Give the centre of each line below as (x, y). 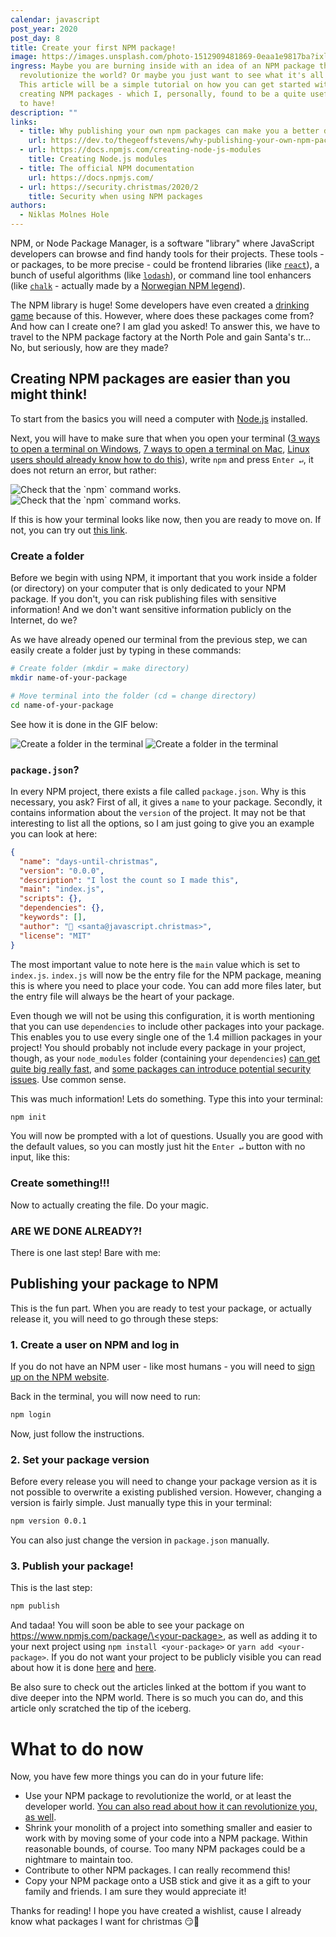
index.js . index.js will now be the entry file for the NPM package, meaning (166, 975)
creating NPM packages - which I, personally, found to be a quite (163, 94)
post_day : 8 (35, 38)
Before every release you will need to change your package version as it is (164, 1482)
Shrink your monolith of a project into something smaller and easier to (168, 1828)
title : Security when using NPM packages (115, 196)
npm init (28, 1117)
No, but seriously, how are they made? (89, 347)
